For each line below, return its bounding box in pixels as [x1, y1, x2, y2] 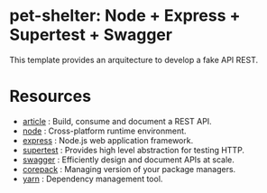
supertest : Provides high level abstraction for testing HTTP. [22, 144, 245, 155]
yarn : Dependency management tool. [22, 173, 163, 184]
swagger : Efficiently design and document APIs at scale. [22, 154, 235, 165]
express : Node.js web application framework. [22, 134, 194, 145]
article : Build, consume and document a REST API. [22, 115, 212, 126]
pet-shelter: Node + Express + [9, 5, 241, 26]
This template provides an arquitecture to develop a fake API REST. [9, 54, 259, 65]
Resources [9, 87, 92, 106]
